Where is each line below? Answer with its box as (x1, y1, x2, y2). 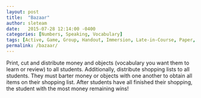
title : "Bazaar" (6, 15, 50, 21)
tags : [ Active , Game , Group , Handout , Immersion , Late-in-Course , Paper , (6, 37, 196, 43)
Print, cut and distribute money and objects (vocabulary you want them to (6, 59, 190, 67)
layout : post (6, 8, 39, 15)
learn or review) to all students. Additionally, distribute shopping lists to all (6, 65, 190, 73)
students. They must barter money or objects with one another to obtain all (6, 72, 193, 79)
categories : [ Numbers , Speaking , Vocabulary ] (6, 31, 123, 38)
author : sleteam (6, 20, 47, 26)
